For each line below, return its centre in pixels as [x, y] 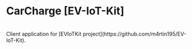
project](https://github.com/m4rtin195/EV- [134, 33]
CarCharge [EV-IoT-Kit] [65, 11]
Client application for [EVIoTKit [44, 33]
